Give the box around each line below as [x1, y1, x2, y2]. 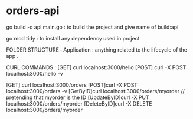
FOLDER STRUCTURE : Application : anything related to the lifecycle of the [6, 46, 188, 53]
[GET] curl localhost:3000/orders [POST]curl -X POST [6, 81, 138, 89]
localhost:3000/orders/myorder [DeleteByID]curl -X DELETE [6, 100, 152, 107]
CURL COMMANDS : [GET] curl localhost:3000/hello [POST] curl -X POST [6, 63, 187, 71]
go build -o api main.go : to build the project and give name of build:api [6, 23, 179, 30]
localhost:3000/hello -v [6, 70, 63, 77]
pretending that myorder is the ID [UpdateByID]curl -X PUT [6, 94, 149, 101]
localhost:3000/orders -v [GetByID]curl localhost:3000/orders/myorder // [6, 87, 185, 94]
